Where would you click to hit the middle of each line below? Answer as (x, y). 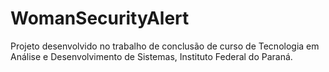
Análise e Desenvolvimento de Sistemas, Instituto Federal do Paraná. (151, 56)
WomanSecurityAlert (100, 18)
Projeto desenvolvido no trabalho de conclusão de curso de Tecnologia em (165, 46)
